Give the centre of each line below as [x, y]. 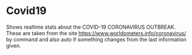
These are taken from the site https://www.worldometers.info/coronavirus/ [96, 33]
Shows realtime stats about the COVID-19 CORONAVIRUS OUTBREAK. [91, 27]
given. [14, 46]
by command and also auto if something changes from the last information [96, 39]
